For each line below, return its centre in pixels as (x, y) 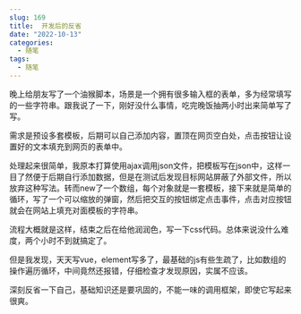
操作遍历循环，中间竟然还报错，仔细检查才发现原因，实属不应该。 (131, 270)
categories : (31, 42)
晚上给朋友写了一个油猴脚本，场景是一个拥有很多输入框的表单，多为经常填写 (150, 94)
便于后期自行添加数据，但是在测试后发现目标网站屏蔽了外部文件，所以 (162, 176)
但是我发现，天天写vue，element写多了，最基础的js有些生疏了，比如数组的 (148, 259)
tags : (19, 59)
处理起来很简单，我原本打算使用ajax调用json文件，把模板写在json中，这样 (146, 165)
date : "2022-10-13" (46, 34)
